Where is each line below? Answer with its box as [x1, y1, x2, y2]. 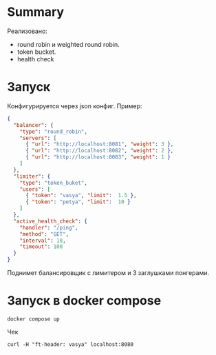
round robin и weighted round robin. [17, 40, 120, 48]
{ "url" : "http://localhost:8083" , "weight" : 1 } [25, 154, 171, 161]
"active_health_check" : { [13, 218, 88, 225]
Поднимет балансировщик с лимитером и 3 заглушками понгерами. [7, 269, 210, 276]
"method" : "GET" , [19, 230, 69, 238]
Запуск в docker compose [7, 293, 162, 309]
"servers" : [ [19, 134, 57, 141]
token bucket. [17, 48, 56, 56]
